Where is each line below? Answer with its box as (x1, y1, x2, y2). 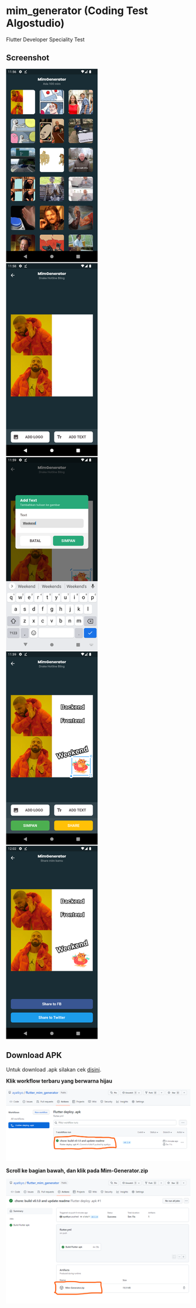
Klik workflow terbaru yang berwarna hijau (6, 1077, 112, 1084)
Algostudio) (6, 16, 65, 30)
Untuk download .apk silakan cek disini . (6, 1066, 102, 1073)
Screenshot (6, 53, 50, 63)
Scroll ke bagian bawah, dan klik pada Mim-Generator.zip (6, 1167, 148, 1175)
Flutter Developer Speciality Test (6, 36, 85, 43)
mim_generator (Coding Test (6, 4, 148, 18)
